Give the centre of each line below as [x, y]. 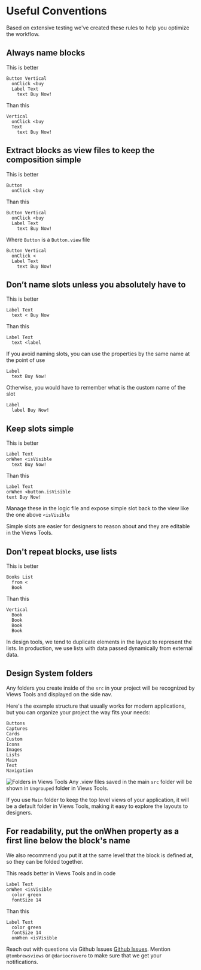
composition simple [44, 160]
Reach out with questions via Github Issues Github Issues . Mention [88, 949]
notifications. [22, 962]
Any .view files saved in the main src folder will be [130, 782]
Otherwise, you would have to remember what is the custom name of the [96, 388]
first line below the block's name [68, 841]
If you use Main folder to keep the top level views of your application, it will [98, 800]
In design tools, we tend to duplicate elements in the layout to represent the [99, 642]
